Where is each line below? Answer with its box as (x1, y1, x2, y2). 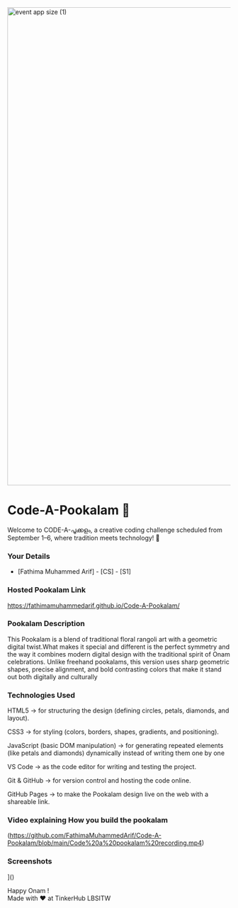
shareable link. (7, 798, 50, 806)
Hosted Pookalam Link (7, 585, 86, 595)
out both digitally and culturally (7, 672, 98, 681)
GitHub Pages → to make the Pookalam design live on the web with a (7, 790, 209, 799)
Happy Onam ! (7, 886, 50, 895)
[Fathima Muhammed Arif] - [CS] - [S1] (17, 567, 131, 576)
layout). (7, 714, 30, 722)
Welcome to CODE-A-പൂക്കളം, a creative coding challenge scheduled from (7, 526, 223, 534)
